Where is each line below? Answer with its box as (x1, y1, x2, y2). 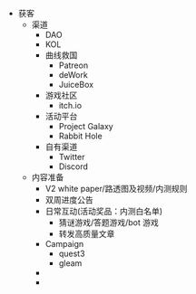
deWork (58, 70, 88, 80)
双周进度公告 (44, 194, 93, 205)
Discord (58, 161, 89, 172)
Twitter (58, 152, 85, 162)
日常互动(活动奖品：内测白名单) (44, 206, 163, 216)
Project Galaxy (58, 121, 113, 131)
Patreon (58, 60, 89, 71)
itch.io (58, 100, 83, 110)
